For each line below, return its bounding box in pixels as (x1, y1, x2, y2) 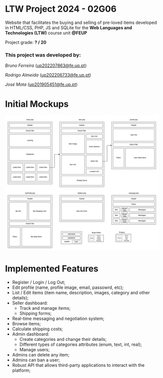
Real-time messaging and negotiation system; (12, 316, 104, 321)
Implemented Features (5, 263, 99, 274)
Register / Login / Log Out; (12, 279, 66, 285)
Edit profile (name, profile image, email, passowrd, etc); (12, 284, 124, 291)
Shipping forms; (19, 311, 52, 317)
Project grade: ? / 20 (5, 39, 47, 45)
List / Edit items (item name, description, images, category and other (12, 290, 150, 296)
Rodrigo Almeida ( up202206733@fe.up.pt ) (5, 72, 91, 78)
